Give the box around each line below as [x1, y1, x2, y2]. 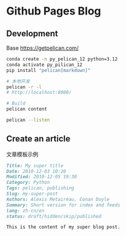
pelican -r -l [6, 84, 42, 90]
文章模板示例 [6, 150, 38, 158]
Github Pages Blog [6, 4, 101, 18]
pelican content [6, 106, 47, 113]
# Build [6, 100, 26, 107]
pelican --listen [6, 117, 50, 123]
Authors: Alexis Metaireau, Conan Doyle [6, 196, 110, 202]
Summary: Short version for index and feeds [6, 202, 121, 208]
